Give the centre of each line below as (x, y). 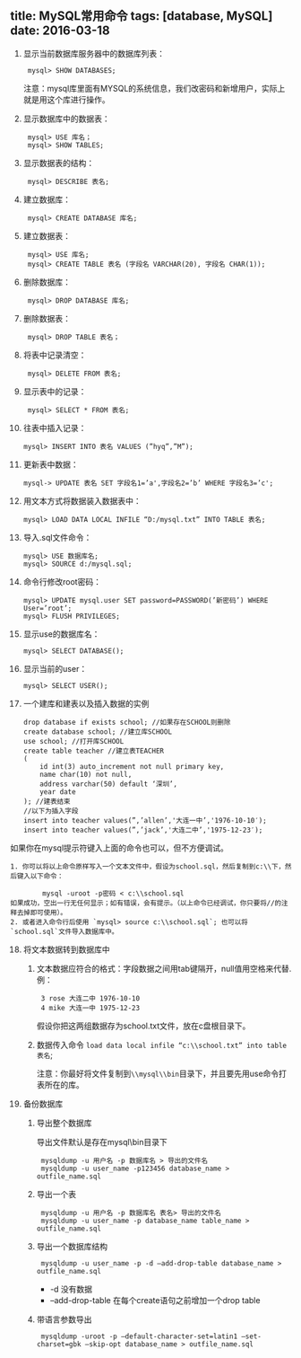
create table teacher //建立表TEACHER (94, 751)
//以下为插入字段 (51, 811)
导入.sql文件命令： (57, 537)
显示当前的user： (55, 668)
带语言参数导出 (64, 1319)
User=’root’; (47, 608)
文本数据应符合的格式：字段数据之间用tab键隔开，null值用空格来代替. (164, 968)
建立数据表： (47, 235)
